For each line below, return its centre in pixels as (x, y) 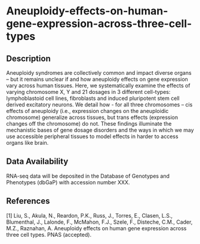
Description (28, 58)
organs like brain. (27, 143)
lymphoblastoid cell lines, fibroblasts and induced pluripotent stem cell (93, 98)
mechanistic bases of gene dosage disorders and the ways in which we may (100, 130)
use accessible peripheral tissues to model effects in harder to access (92, 136)
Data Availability (37, 162)
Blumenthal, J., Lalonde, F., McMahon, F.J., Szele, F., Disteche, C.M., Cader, (99, 222)
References (28, 201)
